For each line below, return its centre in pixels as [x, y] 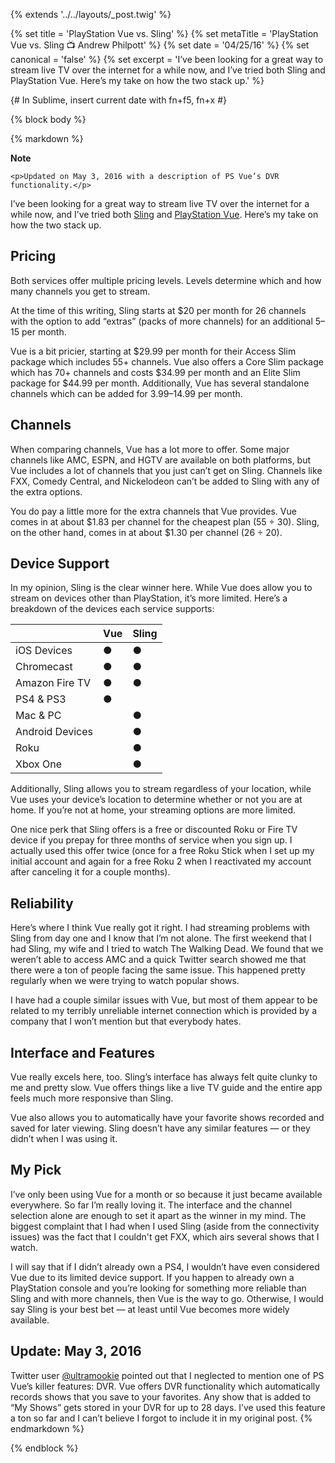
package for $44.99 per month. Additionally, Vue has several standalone [160, 383]
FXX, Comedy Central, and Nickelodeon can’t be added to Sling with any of [165, 481]
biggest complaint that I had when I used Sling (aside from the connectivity [165, 1226]
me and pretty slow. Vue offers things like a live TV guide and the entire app [166, 1088]
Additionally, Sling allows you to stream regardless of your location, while [161, 789]
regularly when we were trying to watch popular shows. [125, 981]
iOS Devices [44, 651]
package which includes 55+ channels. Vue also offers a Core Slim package [167, 361]
